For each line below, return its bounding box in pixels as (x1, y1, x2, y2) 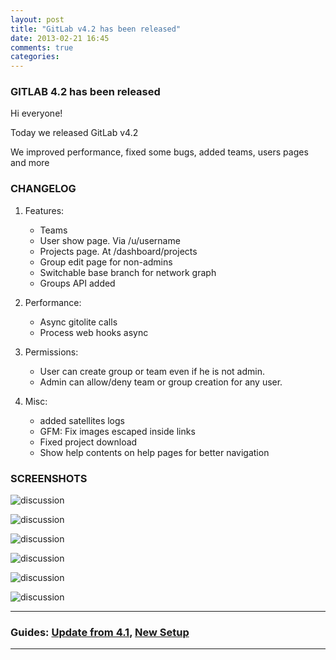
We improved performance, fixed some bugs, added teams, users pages (10, 146, 309, 158)
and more (10, 157, 50, 169)
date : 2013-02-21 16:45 (10, 33, 110, 43)
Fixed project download (39, 436, 138, 448)
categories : (10, 52, 60, 62)
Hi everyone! (10, 107, 63, 120)
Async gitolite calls (39, 316, 118, 328)
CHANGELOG (10, 182, 77, 196)
